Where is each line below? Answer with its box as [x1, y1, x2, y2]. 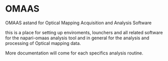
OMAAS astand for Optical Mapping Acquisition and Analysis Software [5, 20, 152, 26]
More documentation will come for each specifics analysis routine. [5, 50, 144, 56]
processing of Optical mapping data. [5, 40, 81, 46]
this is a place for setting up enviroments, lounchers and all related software [5, 29, 163, 35]
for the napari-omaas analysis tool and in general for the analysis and [5, 35, 150, 41]
